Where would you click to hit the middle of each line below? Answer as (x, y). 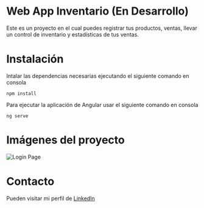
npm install (21, 93)
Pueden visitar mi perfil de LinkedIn (51, 198)
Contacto (30, 181)
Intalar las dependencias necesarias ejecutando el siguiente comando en (98, 76)
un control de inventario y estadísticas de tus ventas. (72, 34)
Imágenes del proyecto (65, 140)
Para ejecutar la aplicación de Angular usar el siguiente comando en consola (102, 105)
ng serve (17, 116)
